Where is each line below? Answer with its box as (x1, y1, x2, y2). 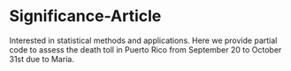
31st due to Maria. (9, 53, 75, 64)
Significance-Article (9, 6, 162, 26)
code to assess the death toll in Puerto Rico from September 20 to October (9, 44, 282, 54)
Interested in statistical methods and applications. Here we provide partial (9, 35, 278, 46)
